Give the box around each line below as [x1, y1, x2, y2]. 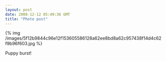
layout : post [5, 7, 32, 12]
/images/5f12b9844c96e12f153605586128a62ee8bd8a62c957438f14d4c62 [5, 35, 162, 41]
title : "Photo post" [5, 16, 48, 21]
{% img [5, 30, 20, 36]
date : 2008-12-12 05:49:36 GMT [5, 12, 70, 17]
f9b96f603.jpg [5, 41, 35, 47]
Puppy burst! [5, 50, 32, 56]
